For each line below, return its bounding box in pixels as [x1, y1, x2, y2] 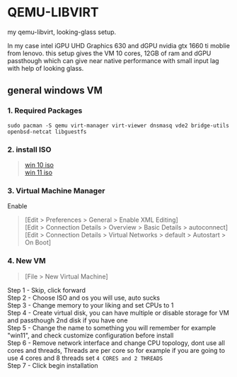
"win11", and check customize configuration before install [7, 331, 174, 339]
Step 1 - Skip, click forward [7, 286, 86, 294]
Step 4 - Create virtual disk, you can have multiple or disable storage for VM [7, 308, 230, 317]
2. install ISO [7, 145, 52, 154]
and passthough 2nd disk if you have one [7, 316, 128, 325]
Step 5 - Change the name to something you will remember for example [7, 323, 216, 332]
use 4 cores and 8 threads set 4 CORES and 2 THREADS [7, 354, 163, 362]
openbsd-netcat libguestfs [7, 128, 87, 135]
